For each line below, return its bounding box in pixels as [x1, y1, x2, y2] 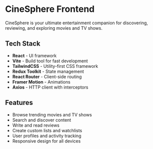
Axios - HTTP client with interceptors [12, 84, 89, 90]
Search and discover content [12, 117, 72, 123]
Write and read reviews [12, 122, 60, 128]
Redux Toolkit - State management [12, 68, 84, 74]
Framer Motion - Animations [12, 79, 71, 85]
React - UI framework [12, 52, 57, 58]
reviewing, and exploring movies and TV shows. [5, 25, 103, 31]
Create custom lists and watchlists [12, 127, 82, 133]
